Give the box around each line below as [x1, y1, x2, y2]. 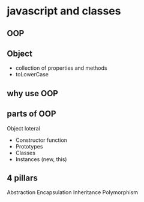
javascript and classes [7, 4, 121, 18]
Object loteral [7, 124, 41, 132]
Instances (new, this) [15, 155, 67, 163]
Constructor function [15, 136, 68, 144]
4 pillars [7, 173, 38, 183]
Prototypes [15, 142, 43, 150]
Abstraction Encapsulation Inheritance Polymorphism [7, 189, 139, 196]
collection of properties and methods [15, 64, 107, 72]
